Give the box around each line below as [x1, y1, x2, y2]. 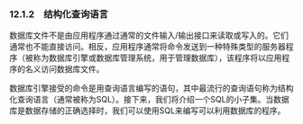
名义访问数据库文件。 [24, 64, 105, 75]
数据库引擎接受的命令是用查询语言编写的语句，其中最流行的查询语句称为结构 [9, 83, 294, 93]
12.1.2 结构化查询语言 [9, 7, 109, 20]
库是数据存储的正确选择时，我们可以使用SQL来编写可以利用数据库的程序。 [9, 105, 286, 116]
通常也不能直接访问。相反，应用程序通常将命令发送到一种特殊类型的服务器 [9, 41, 286, 52]
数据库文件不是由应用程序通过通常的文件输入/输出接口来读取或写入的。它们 [9, 30, 289, 41]
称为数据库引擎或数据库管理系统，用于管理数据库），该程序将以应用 [32, 52, 282, 64]
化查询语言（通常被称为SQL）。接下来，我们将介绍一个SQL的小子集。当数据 [9, 94, 290, 105]
